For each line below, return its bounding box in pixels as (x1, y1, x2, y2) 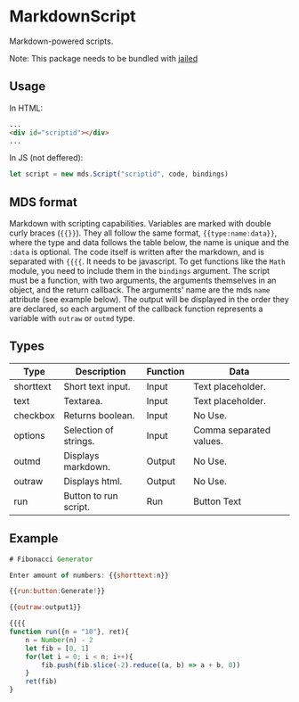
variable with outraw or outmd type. (9, 313, 135, 324)
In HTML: (9, 103, 44, 113)
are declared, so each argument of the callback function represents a (9, 303, 263, 314)
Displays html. (63, 475, 123, 487)
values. (192, 434, 224, 447)
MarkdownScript (9, 6, 136, 27)
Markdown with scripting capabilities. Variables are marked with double (9, 219, 271, 229)
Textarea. (63, 394, 103, 407)
